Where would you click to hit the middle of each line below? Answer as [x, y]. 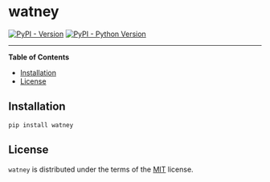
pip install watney [41, 125]
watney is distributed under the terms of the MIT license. [101, 169]
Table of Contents [39, 57]
